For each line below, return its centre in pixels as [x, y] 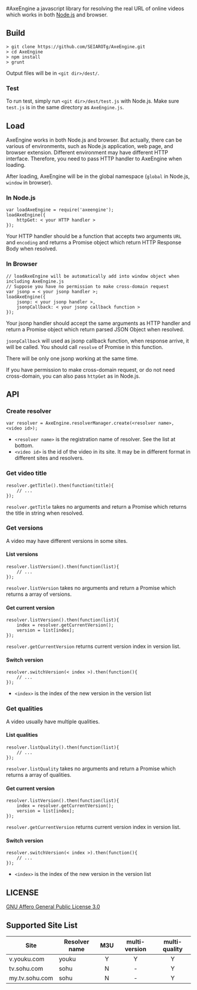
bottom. [24, 445]
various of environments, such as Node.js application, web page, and [90, 146]
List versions [22, 554]
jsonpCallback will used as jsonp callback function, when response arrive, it [98, 341]
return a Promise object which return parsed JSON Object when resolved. [95, 329]
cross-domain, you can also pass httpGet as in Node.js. [73, 376]
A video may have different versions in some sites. [67, 541]
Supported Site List [42, 925]
